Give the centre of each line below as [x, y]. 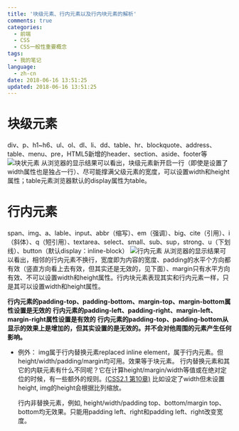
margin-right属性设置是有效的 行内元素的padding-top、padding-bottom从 [118, 319]
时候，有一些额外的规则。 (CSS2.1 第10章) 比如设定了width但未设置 [128, 379]
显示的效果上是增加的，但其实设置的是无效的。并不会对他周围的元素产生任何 [119, 329]
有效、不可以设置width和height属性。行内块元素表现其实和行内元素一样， [115, 277]
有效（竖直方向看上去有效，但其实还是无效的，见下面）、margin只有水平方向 [119, 269]
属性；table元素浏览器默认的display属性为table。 [79, 181]
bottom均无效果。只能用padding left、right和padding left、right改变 [117, 412]
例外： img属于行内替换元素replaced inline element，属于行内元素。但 [121, 352]
